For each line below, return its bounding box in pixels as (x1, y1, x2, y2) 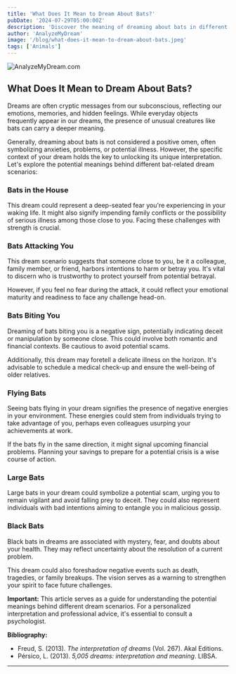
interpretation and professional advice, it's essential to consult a (7, 609, 193, 618)
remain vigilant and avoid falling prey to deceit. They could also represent (7, 496, 220, 504)
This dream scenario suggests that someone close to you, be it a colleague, (7, 257, 227, 266)
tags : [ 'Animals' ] (7, 43, 61, 50)
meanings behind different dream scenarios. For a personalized (7, 601, 191, 610)
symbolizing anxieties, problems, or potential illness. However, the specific (7, 145, 223, 154)
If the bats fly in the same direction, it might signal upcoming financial (7, 440, 209, 448)
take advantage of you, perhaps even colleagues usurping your (7, 419, 191, 427)
